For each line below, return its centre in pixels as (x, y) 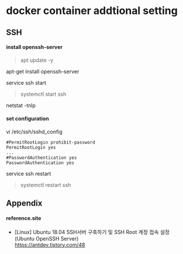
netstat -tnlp (21, 105)
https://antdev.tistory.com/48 (50, 245)
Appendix (24, 203)
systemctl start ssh (43, 94)
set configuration (28, 119)
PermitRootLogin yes (31, 147)
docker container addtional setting (92, 11)
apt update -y (37, 60)
